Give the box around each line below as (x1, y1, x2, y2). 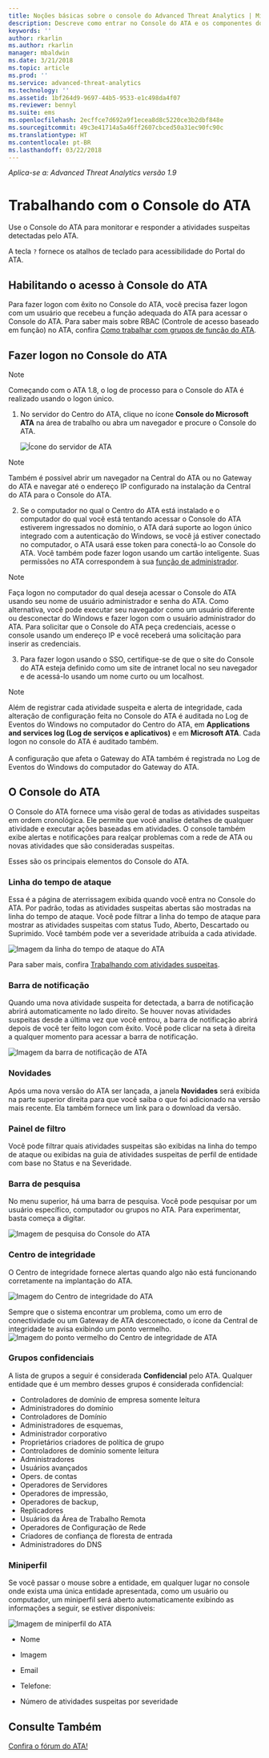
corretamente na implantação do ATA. (8, 1276, 134, 1286)
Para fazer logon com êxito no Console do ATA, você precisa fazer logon (8, 300, 248, 310)
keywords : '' (8, 26, 52, 34)
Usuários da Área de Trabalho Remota (19, 1513, 147, 1524)
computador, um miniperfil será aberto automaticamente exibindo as (8, 1595, 235, 1605)
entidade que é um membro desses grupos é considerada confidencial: (8, 1379, 244, 1388)
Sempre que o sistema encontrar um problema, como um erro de (8, 1306, 223, 1316)
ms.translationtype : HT (8, 131, 88, 139)
